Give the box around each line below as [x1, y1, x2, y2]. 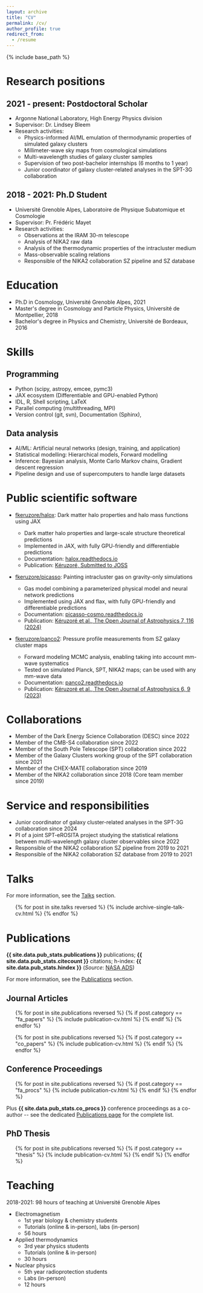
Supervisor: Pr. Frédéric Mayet [14, 219, 92, 226]
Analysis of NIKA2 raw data [24, 238, 92, 245]
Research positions [6, 75, 106, 88]
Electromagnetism [14, 1210, 60, 1218]
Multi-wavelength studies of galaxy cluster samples [24, 153, 153, 160]
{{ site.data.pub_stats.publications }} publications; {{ [6, 951, 143, 958]
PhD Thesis [6, 1129, 50, 1139]
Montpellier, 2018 [14, 311, 59, 318]
